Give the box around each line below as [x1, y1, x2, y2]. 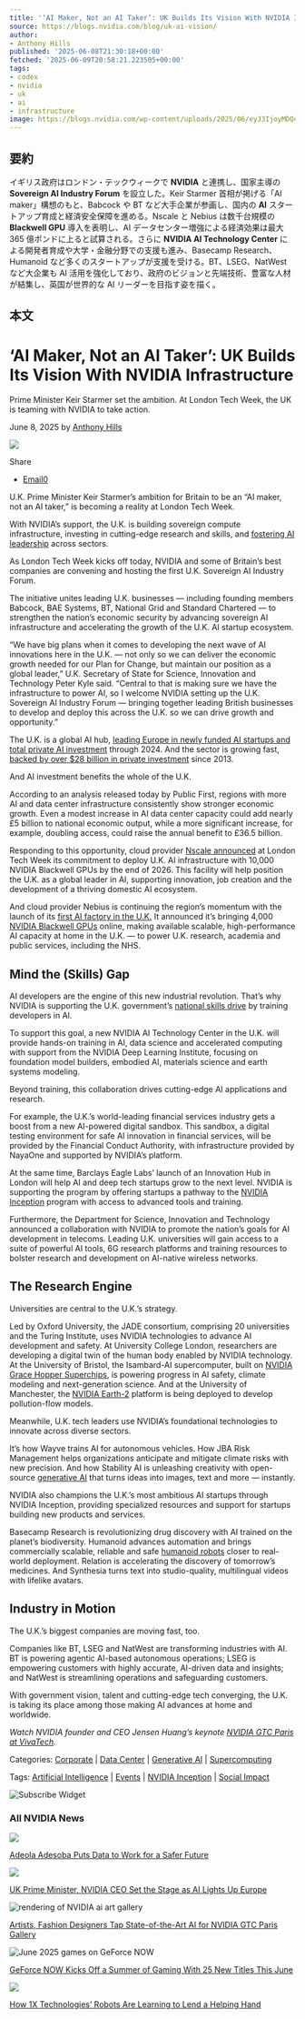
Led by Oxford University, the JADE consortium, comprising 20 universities [9, 1321, 290, 1331]
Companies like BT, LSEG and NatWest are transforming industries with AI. [9, 1642, 288, 1653]
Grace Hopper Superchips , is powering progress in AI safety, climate [9, 1369, 266, 1380]
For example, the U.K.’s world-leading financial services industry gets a [9, 1111, 275, 1122]
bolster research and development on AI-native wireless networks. [9, 1252, 259, 1264]
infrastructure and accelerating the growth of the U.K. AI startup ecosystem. [9, 622, 294, 633]
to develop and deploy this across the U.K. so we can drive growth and [9, 707, 274, 718]
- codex [9, 73, 39, 82]
